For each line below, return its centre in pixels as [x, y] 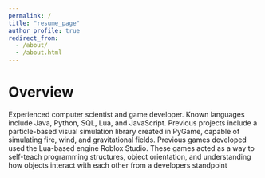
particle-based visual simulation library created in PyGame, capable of [124, 131]
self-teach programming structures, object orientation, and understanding [130, 156]
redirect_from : [34, 38]
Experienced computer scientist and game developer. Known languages [127, 114]
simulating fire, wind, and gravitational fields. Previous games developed [128, 140]
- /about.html [39, 53]
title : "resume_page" [44, 23]
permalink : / [30, 16]
